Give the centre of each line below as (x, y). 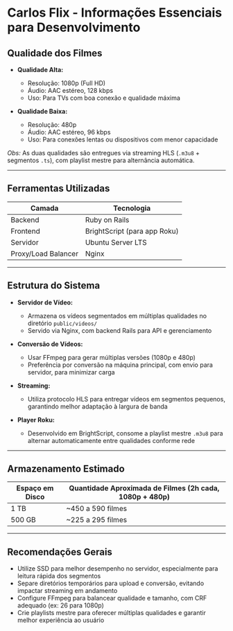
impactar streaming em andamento (67, 591)
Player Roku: (36, 420)
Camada (44, 208)
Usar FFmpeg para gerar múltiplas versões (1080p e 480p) (112, 357)
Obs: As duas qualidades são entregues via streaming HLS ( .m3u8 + (103, 153)
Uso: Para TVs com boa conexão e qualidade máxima (104, 98)
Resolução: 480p (52, 125)
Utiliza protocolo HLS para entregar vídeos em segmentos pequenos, (126, 399)
